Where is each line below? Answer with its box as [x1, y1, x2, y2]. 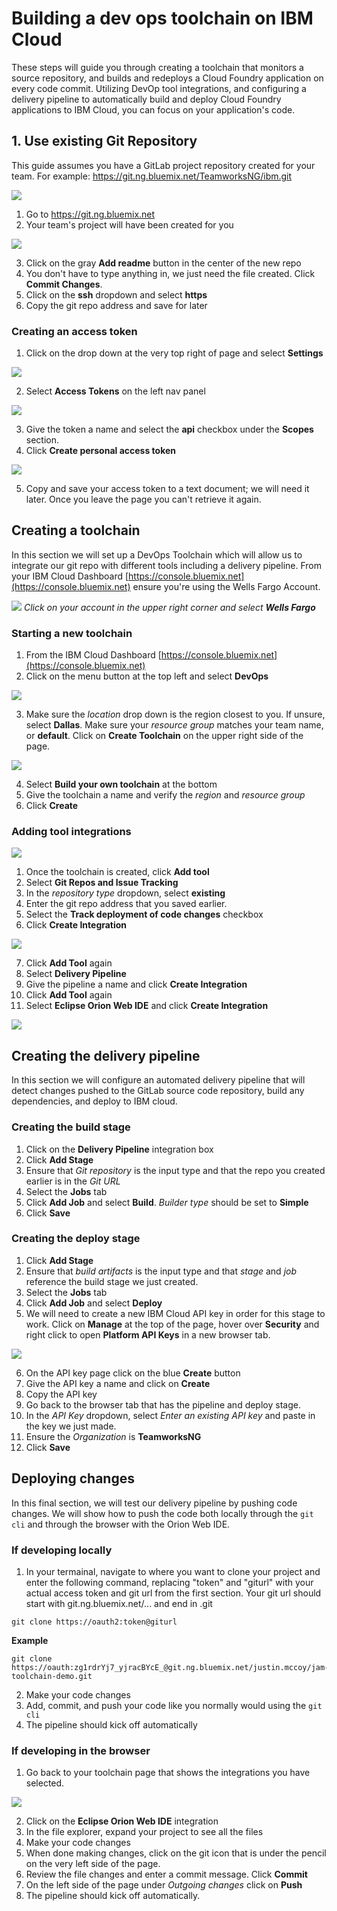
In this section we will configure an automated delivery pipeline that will [11, 1074, 306, 1086]
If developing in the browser [11, 1743, 151, 1757]
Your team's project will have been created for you [25, 218, 234, 231]
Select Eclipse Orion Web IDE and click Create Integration [25, 1000, 269, 1012]
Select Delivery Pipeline [25, 968, 127, 980]
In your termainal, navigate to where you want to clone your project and [25, 1565, 321, 1577]
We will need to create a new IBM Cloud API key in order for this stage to [25, 1307, 326, 1319]
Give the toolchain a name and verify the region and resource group [25, 789, 306, 801]
